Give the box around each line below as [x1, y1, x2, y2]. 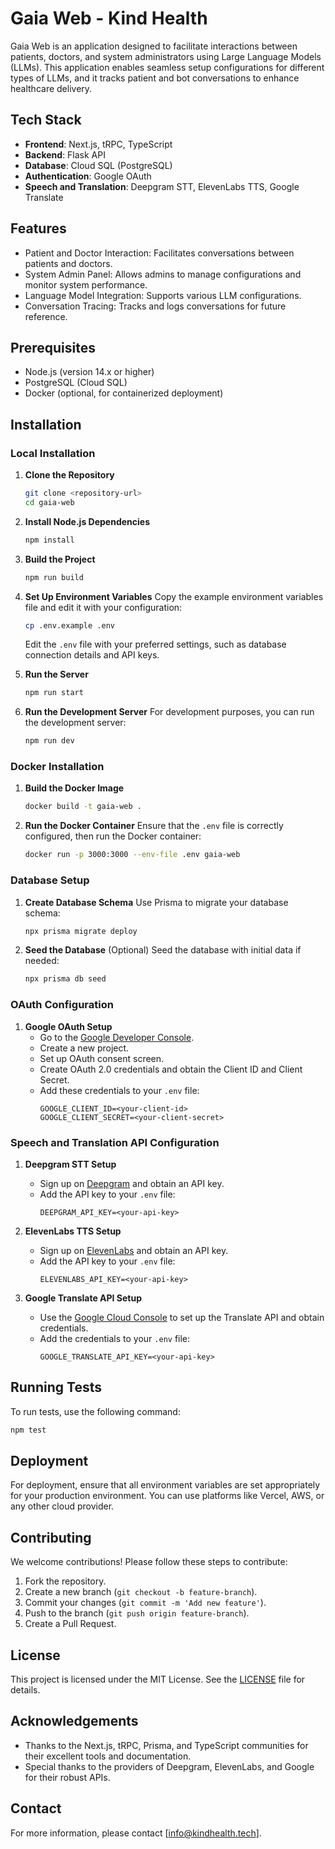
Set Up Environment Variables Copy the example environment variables [24, 590, 324, 602]
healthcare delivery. [10, 82, 93, 94]
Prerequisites [10, 339, 96, 356]
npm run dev [24, 736, 75, 746]
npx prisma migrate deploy [24, 926, 138, 936]
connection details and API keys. [24, 649, 160, 661]
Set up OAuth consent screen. [39, 1052, 165, 1064]
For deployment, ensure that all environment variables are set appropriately [10, 1479, 321, 1491]
